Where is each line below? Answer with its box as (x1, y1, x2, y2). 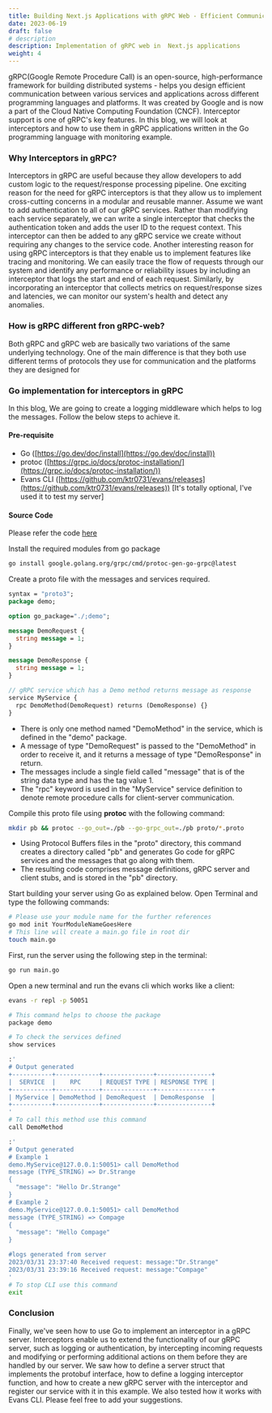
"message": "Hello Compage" (15, 1228, 111, 1237)
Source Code (8, 510, 53, 520)
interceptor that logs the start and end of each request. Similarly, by (8, 274, 235, 284)
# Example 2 (8, 1198, 49, 1206)
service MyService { (8, 694, 79, 702)
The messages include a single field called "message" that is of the (19, 767, 245, 776)
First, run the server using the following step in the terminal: (8, 950, 208, 960)
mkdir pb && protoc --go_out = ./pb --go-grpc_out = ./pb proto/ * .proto (8, 824, 244, 832)
